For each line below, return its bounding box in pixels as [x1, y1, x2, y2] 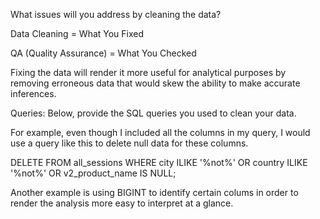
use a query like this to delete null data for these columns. [10, 137, 249, 149]
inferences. [10, 88, 57, 99]
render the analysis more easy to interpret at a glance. [10, 197, 234, 209]
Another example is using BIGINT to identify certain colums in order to [10, 187, 299, 198]
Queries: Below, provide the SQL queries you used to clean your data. [10, 107, 297, 119]
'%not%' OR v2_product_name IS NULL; [10, 167, 177, 179]
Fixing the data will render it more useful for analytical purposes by [10, 67, 287, 78]
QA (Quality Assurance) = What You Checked [10, 47, 197, 59]
